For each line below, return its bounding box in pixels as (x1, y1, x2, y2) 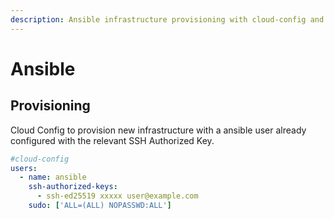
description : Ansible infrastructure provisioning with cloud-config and (10, 14, 325, 25)
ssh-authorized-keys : (28, 182, 118, 192)
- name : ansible (19, 172, 87, 183)
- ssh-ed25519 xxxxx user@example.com (36, 191, 199, 201)
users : (10, 163, 38, 173)
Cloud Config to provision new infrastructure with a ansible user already (10, 124, 307, 136)
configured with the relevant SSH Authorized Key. (10, 134, 215, 146)
